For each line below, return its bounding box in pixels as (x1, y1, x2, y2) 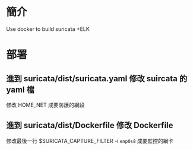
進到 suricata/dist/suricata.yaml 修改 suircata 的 (6, 74, 188, 84)
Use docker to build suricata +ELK (6, 25, 90, 33)
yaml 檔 (6, 84, 34, 95)
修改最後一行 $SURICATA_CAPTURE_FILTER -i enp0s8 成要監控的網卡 (6, 137, 174, 144)
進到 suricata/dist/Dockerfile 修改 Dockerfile (6, 120, 173, 130)
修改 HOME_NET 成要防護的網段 (6, 101, 85, 108)
